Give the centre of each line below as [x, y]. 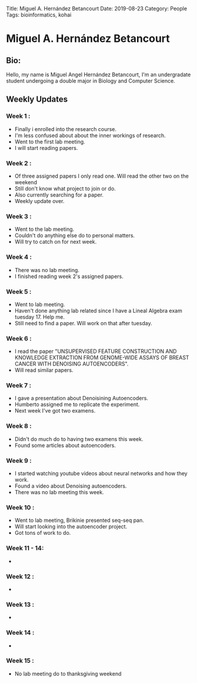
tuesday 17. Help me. [40, 317]
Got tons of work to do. [43, 533]
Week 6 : [19, 338]
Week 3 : [19, 216]
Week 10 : [20, 507]
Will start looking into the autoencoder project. [71, 527]
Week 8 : [19, 426]
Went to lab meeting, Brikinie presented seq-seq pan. [79, 520]
